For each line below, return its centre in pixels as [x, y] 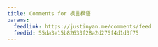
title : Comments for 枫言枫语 [49, 13]
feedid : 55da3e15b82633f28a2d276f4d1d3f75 [76, 33]
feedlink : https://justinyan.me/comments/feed [82, 26]
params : [19, 20]
